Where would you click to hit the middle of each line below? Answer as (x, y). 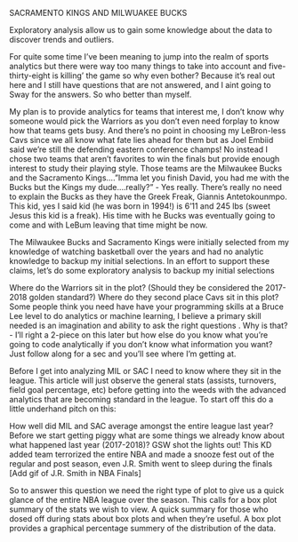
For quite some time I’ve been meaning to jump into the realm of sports (139, 56)
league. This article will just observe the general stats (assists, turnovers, (143, 380)
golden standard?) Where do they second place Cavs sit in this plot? (154, 297)
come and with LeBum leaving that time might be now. (109, 225)
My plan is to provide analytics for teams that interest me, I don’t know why (147, 112)
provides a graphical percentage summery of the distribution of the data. (143, 528)
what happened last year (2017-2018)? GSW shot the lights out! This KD (141, 445)
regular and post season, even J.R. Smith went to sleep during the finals (141, 464)
